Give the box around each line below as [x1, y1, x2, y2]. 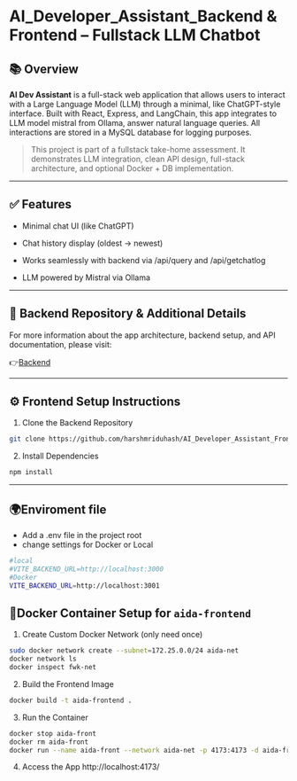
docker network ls [9, 654, 77, 664]
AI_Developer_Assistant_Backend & [9, 6, 278, 27]
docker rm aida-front [9, 738, 89, 746]
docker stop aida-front [9, 729, 97, 738]
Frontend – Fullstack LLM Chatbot [9, 25, 261, 45]
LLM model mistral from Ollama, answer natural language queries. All [9, 118, 261, 128]
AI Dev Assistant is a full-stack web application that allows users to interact [9, 90, 286, 99]
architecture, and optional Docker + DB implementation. [30, 163, 234, 174]
